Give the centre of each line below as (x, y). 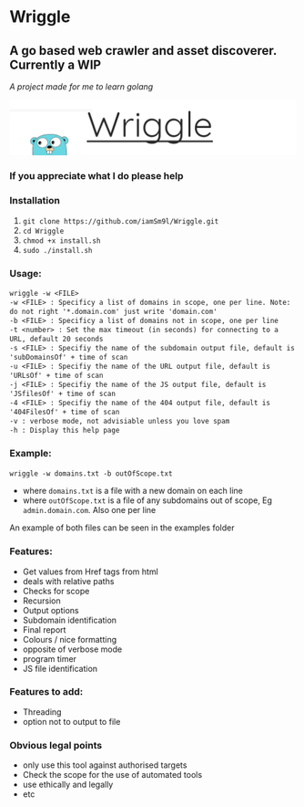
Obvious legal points (56, 745)
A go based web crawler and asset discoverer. (143, 51)
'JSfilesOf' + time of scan (63, 393)
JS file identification (60, 668)
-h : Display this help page (65, 430)
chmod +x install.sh (61, 241)
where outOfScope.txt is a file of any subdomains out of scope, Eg (147, 500)
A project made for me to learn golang (81, 87)
